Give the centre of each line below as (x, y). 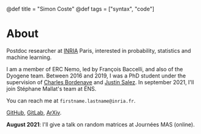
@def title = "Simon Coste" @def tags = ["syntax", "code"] (80, 9)
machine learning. (29, 57)
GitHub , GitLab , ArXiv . (34, 112)
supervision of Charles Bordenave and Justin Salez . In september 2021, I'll (100, 82)
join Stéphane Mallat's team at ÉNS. (51, 89)
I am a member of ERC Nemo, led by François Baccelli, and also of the (95, 69)
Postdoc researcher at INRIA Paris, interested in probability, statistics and (99, 50)
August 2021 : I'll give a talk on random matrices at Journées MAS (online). (100, 124)
